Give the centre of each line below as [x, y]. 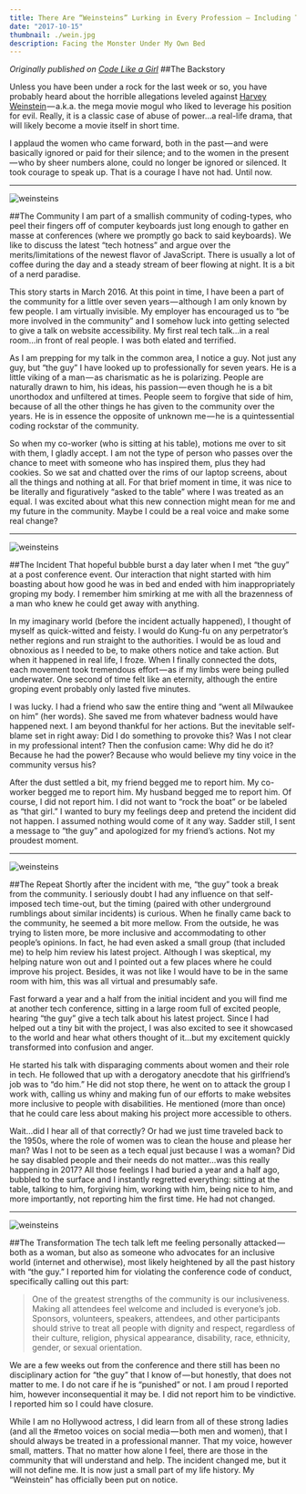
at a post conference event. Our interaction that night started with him [140, 574]
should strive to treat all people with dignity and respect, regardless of [163, 1328]
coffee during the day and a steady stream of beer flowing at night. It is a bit [152, 264]
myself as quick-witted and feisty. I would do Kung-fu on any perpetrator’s [149, 631]
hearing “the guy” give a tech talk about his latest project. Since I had [139, 1018]
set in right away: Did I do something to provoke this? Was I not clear [163, 736]
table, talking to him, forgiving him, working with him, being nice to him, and [151, 1190]
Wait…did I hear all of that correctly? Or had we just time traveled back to [147, 1131]
